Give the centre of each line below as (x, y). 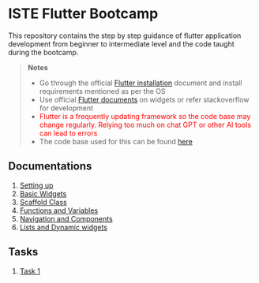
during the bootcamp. (43, 52)
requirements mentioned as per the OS (102, 91)
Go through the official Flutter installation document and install (141, 83)
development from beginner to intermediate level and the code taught (121, 43)
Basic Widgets (43, 193)
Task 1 (30, 271)
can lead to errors (68, 133)
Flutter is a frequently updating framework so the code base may (145, 116)
